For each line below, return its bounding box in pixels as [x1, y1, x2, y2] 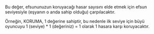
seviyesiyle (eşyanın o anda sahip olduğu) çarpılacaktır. [5, 9, 116, 15]
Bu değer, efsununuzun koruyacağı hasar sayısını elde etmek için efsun [5, 4, 147, 10]
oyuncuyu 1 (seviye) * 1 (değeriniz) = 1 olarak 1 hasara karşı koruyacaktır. [5, 23, 150, 29]
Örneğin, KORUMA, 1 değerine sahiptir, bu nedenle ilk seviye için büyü [5, 19, 145, 24]
